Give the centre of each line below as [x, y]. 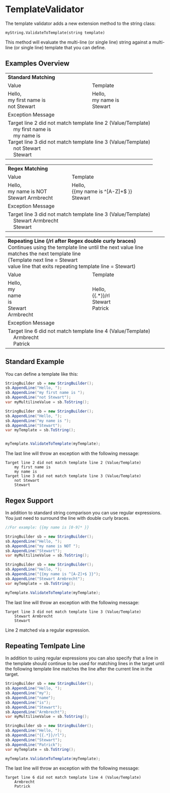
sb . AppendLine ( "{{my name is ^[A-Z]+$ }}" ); [53, 574]
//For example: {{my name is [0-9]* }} [47, 527]
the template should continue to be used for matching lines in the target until [85, 664]
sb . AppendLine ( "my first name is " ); [45, 393]
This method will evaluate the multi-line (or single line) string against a [78, 42]
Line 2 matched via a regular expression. [48, 630]
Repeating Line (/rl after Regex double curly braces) [72, 241]
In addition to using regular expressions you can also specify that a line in [82, 658]
